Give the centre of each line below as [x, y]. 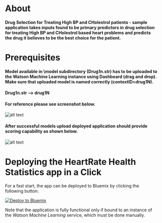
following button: [22, 191]
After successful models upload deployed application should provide [76, 126]
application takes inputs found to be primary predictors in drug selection [80, 27]
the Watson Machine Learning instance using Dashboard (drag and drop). [81, 77]
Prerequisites [33, 57]
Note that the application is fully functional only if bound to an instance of [79, 210]
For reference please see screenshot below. [50, 104]
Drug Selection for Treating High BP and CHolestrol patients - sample [76, 22]
